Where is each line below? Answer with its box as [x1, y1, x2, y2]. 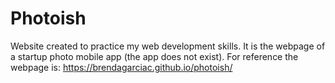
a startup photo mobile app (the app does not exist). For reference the [10, 50, 299, 62]
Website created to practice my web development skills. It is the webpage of [10, 40, 326, 52]
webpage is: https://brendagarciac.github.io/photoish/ [10, 61, 233, 73]
